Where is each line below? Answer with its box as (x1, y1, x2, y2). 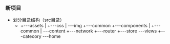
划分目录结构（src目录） (12, 17, 65, 23)
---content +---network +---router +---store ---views (42, 28, 157, 34)
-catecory (20, 33, 42, 39)
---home (42, 33, 61, 39)
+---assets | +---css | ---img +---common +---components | (20, 23, 151, 29)
